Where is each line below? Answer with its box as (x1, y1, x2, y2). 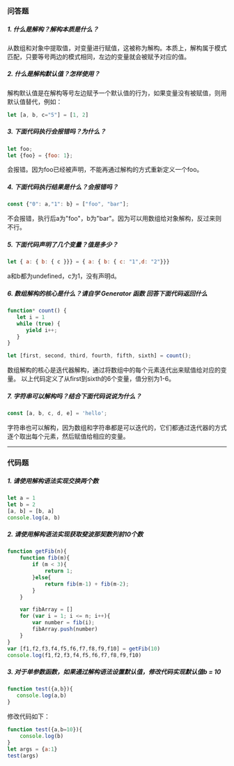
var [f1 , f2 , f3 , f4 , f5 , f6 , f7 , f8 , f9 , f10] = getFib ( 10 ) (7, 645, 161, 652)
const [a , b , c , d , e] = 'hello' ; (7, 410, 108, 417)
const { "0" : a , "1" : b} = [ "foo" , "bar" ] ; (7, 201, 130, 208)
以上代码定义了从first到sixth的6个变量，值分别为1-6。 (20, 375, 175, 383)
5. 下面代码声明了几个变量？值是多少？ (7, 240, 118, 249)
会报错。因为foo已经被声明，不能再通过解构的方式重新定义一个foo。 (7, 166, 203, 174)
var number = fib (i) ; (32, 619, 95, 626)
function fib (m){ (19, 554, 70, 562)
